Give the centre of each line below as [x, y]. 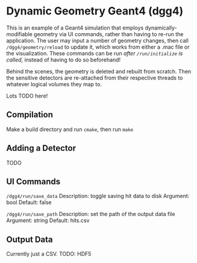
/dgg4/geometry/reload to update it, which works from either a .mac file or [98, 47]
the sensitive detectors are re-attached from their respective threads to [95, 78]
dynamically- [161, 28]
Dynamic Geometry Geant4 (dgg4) [95, 11]
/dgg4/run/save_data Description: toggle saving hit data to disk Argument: [98, 196]
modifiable [20, 34]
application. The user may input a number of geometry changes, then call [97, 40]
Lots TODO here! [27, 96]
